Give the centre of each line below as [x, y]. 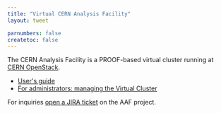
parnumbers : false [34, 33]
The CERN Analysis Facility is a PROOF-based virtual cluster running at [110, 60]
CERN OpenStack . [34, 67]
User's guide [36, 81]
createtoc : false [33, 40]
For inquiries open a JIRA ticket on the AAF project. [82, 102]
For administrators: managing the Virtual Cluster [87, 88]
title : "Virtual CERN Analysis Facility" [69, 14]
